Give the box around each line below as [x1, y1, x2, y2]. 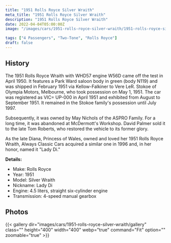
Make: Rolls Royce [12, 166, 51, 172]
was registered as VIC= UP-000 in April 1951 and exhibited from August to [5, 94, 160, 100]
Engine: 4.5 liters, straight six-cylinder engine [12, 188, 108, 194]
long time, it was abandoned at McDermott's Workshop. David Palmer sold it [5, 120, 165, 126]
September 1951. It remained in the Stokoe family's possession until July [5, 100, 157, 106]
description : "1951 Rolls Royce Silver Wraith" [5, 17, 108, 22]
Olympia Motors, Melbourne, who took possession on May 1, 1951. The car [5, 88, 161, 95]
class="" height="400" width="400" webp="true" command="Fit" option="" [5, 227, 166, 233]
